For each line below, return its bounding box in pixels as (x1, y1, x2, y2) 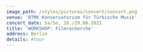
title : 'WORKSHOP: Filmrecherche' (6, 25, 94, 32)
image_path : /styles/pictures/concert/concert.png (6, 8, 138, 15)
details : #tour (6, 36, 45, 42)
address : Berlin (6, 31, 47, 37)
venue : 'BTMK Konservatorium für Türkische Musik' (6, 14, 138, 20)
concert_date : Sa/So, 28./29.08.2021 (6, 20, 102, 26)
